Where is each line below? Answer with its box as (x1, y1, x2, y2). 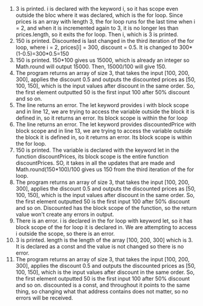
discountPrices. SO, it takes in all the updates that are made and (15, 160, 175, 166)
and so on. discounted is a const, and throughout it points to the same (15, 281, 190, 288)
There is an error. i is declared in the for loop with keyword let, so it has (15, 217, 193, 224)
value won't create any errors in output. (15, 211, 114, 218)
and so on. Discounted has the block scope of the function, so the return (15, 204, 197, 211)
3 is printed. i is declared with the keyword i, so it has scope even (15, 5, 179, 12)
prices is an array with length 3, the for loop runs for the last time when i (15, 18, 196, 25)
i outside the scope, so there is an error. (15, 230, 115, 237)
